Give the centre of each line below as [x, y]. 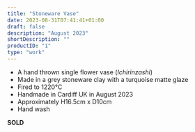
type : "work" [26, 53]
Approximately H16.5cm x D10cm [64, 101]
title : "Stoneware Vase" [43, 14]
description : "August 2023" [48, 33]
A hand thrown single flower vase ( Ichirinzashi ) [85, 72]
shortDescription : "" [39, 40]
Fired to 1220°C [40, 87]
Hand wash [33, 109]
